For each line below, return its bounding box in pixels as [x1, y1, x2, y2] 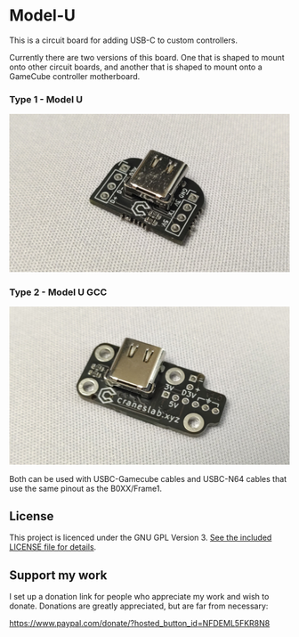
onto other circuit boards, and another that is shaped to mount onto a [9, 61, 263, 72]
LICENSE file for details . [9, 542, 97, 552]
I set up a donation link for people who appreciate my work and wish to [9, 592, 270, 602]
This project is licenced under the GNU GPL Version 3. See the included [9, 532, 272, 543]
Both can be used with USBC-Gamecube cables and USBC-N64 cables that [9, 473, 287, 484]
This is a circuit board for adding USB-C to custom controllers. [9, 35, 238, 45]
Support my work [9, 568, 108, 583]
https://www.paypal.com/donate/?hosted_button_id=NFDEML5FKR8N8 [9, 618, 271, 629]
